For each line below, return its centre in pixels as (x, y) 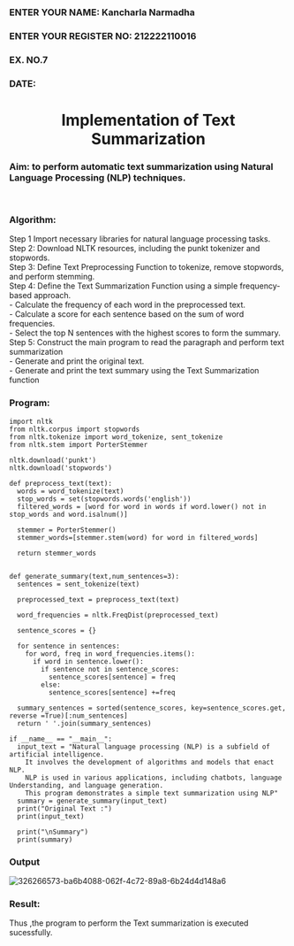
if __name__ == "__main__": (61, 739)
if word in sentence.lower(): (88, 661)
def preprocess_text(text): (61, 483)
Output (25, 862)
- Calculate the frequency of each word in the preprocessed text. (127, 305)
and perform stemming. (52, 277)
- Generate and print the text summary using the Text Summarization (134, 371)
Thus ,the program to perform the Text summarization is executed (129, 923)
